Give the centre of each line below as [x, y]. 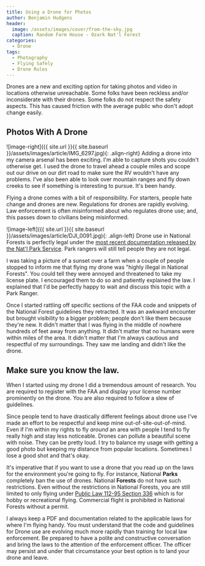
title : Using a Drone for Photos [49, 12]
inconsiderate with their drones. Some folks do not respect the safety [94, 99]
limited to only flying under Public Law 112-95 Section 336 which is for [95, 494]
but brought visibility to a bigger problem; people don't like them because [99, 318]
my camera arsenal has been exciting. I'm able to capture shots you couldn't [102, 160]
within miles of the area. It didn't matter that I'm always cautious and [92, 338]
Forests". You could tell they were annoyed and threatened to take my [94, 274]
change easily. [24, 113]
